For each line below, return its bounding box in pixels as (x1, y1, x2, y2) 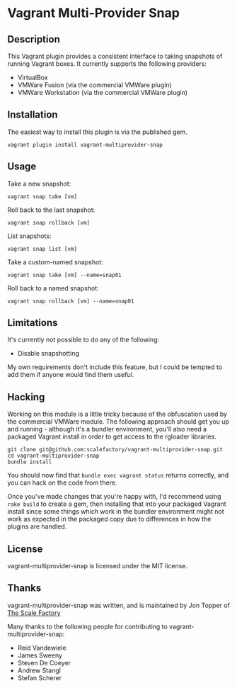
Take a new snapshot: (7, 179, 71, 188)
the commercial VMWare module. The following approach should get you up (7, 417, 230, 426)
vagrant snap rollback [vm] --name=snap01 (7, 298, 134, 305)
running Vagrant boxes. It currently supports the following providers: (7, 60, 207, 68)
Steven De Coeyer (17, 658, 71, 667)
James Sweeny (17, 650, 62, 660)
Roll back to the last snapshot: (7, 205, 96, 214)
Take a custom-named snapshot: (7, 257, 104, 266)
